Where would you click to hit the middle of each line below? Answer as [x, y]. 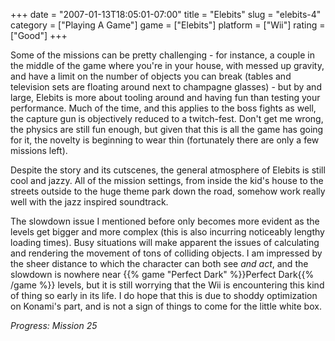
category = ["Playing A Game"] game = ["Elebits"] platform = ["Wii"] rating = [168, 25]
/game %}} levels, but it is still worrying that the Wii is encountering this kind [167, 285]
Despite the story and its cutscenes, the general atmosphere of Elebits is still [168, 170]
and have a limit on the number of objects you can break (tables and [151, 76]
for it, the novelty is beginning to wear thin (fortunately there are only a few [165, 140]
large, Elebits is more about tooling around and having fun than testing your [165, 97]
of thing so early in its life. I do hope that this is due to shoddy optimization [164, 295]
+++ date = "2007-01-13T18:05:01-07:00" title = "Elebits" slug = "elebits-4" [166, 14]
